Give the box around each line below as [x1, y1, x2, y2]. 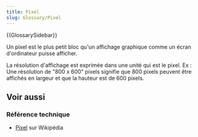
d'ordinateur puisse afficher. [6, 49, 78, 57]
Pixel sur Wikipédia [15, 124, 64, 132]
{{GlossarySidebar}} [6, 31, 58, 38]
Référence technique [6, 110, 70, 119]
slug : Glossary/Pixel [6, 15, 62, 21]
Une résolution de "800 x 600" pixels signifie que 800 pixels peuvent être [6, 68, 192, 75]
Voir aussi [6, 92, 45, 102]
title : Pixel [6, 9, 40, 15]
